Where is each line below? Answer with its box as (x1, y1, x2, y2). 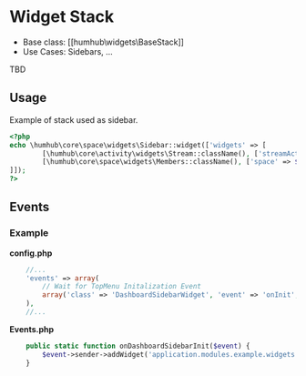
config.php (9, 248, 53, 259)
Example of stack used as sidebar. (9, 114, 138, 125)
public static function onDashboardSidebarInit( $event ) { (25, 341, 250, 351)
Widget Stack (9, 6, 115, 27)
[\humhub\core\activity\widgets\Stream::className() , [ (42, 148, 259, 158)
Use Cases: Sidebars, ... (22, 46, 114, 56)
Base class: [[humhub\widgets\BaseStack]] (22, 36, 185, 47)
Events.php (9, 323, 55, 334)
